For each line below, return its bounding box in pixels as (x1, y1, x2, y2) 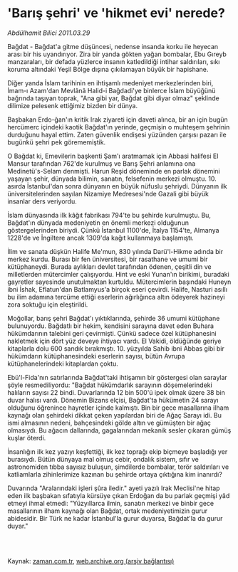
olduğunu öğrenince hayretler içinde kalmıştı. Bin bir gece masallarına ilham (7, 403, 229, 412)
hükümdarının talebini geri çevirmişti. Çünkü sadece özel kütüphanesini (7, 329, 217, 337)
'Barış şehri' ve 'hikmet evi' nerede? (7, 5, 226, 21)
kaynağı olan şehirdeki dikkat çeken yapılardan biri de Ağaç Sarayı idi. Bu (7, 411, 222, 419)
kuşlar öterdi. (7, 433, 46, 442)
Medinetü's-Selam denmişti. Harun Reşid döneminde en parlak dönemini (7, 166, 220, 175)
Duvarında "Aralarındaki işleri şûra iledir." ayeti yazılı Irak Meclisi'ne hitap (7, 484, 220, 492)
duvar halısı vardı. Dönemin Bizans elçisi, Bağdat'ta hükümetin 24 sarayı (7, 396, 219, 404)
